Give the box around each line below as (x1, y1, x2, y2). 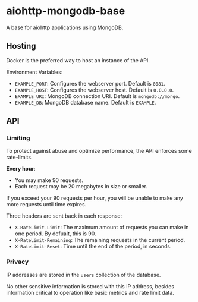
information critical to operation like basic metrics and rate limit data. (6, 289, 174, 296)
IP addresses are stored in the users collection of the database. (6, 271, 161, 278)
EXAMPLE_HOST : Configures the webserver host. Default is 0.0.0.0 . (14, 86, 174, 93)
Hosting (6, 41, 37, 51)
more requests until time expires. (6, 201, 87, 208)
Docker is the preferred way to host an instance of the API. (6, 56, 150, 64)
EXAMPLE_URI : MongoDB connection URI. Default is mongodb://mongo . (14, 92, 180, 99)
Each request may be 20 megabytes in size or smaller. (14, 183, 147, 190)
